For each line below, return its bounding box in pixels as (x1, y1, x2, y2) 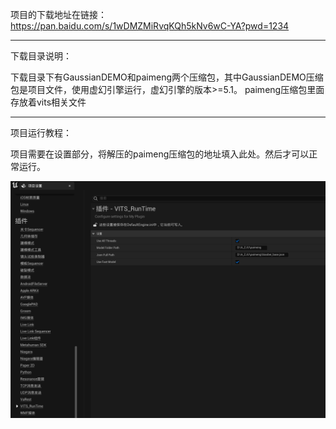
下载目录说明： (10, 50, 72, 62)
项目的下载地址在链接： (10, 9, 107, 20)
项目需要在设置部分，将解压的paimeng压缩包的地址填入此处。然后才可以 (10, 148, 310, 160)
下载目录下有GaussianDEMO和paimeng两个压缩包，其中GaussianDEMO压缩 (10, 71, 324, 83)
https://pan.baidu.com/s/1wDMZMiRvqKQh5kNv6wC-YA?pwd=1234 (10, 20, 290, 32)
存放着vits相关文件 (10, 96, 87, 108)
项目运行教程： (10, 127, 72, 138)
